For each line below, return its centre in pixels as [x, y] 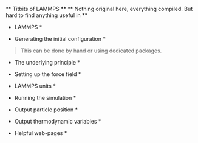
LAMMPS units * [35, 86]
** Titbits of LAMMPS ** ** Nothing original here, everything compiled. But [99, 9]
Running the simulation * [45, 98]
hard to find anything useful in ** [47, 15]
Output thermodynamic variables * [58, 121]
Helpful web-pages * [41, 133]
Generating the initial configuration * [60, 39]
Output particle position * [46, 110]
